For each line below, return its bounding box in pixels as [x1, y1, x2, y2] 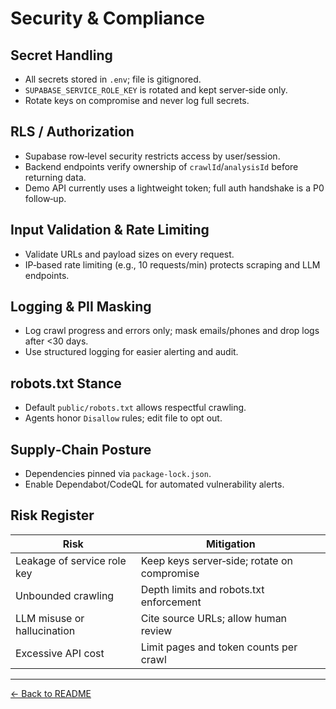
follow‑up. [24, 192, 67, 204]
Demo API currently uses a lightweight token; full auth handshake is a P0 [24, 182, 325, 194]
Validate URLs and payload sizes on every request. [24, 248, 235, 260]
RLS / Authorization [10, 123, 135, 141]
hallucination [15, 623, 76, 637]
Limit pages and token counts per [140, 640, 298, 654]
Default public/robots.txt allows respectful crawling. [24, 402, 247, 414]
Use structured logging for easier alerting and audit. [24, 346, 239, 358]
